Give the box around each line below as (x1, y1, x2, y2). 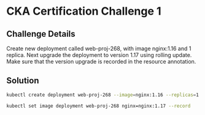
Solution (6, 75, 39, 86)
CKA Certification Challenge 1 (6, 4, 161, 18)
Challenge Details (6, 29, 75, 39)
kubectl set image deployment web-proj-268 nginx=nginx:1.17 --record (6, 103, 191, 109)
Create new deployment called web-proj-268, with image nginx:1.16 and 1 (6, 45, 191, 52)
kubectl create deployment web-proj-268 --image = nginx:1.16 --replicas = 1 (6, 92, 199, 98)
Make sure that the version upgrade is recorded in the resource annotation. (6, 58, 196, 65)
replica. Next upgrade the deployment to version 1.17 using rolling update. (6, 51, 192, 59)
